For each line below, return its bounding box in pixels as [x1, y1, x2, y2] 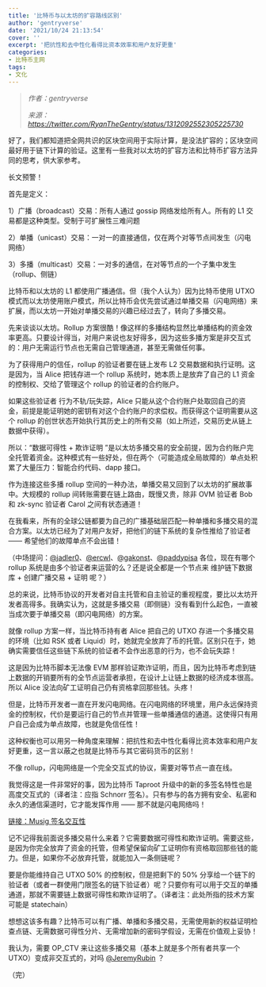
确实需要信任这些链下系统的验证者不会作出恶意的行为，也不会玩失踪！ [8, 645, 237, 655]
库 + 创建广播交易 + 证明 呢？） [8, 572, 111, 582]
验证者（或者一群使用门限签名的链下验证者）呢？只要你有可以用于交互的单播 [8, 879, 258, 889]
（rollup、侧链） [8, 269, 62, 278]
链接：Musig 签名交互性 [8, 816, 86, 825]
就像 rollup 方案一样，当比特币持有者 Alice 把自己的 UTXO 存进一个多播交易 [8, 625, 255, 635]
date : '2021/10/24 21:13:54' [8, 26, 104, 34]
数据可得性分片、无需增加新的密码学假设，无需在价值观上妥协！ [49, 926, 258, 935]
